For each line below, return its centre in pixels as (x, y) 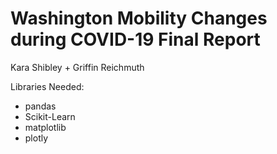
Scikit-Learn (50, 116)
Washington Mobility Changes (139, 18)
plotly (36, 138)
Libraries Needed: (47, 86)
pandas (40, 106)
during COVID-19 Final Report (135, 39)
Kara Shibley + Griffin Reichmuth (77, 67)
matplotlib (45, 127)
